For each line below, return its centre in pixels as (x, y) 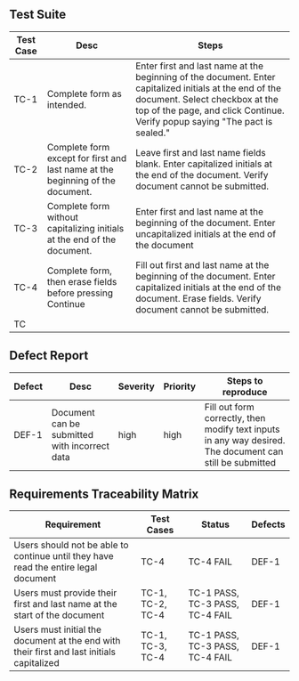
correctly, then (235, 418)
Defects (268, 524)
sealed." (153, 133)
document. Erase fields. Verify (198, 298)
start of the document (59, 615)
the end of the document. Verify (202, 174)
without (62, 217)
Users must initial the (58, 629)
